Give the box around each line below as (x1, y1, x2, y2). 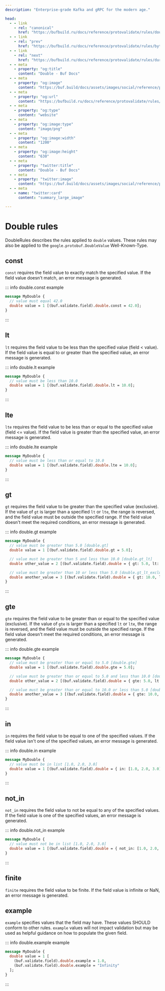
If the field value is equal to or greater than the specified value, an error (5, 349, 150, 356)
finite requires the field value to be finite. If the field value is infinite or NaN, (5, 887, 160, 893)
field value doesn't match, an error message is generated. (5, 275, 122, 281)
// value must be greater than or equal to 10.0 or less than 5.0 (9, 687, 148, 692)
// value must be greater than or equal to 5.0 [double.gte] (9, 660, 137, 665)
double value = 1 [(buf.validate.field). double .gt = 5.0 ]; (9, 548, 133, 553)
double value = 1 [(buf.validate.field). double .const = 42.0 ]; (9, 303, 141, 309)
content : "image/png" (18, 126, 63, 131)
